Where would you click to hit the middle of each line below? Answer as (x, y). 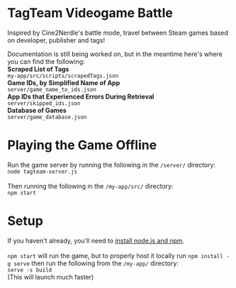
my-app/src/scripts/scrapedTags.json (63, 76)
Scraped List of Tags (38, 69)
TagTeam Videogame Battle (90, 13)
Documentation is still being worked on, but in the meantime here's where (115, 54)
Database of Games (37, 110)
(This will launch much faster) (51, 277)
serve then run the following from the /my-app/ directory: (96, 263)
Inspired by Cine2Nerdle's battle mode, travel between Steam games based (118, 33)
